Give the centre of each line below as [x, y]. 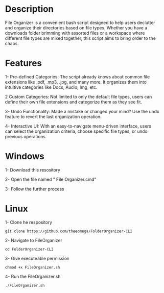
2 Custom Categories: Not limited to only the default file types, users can [79, 97]
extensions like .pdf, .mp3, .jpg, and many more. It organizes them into [76, 82]
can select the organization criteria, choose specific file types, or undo [76, 131]
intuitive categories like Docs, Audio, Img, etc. [51, 87]
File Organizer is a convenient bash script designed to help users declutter [80, 23]
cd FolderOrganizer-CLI [29, 249]
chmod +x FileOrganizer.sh [33, 267]
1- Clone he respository [29, 222]
